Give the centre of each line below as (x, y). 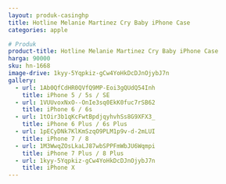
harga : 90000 (29, 59)
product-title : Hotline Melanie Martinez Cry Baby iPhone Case (113, 52)
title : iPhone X (49, 168)
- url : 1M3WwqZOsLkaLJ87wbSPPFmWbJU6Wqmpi (85, 146)
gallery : (22, 80)
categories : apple (38, 30)
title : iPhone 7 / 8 (56, 139)
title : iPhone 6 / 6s (57, 110)
